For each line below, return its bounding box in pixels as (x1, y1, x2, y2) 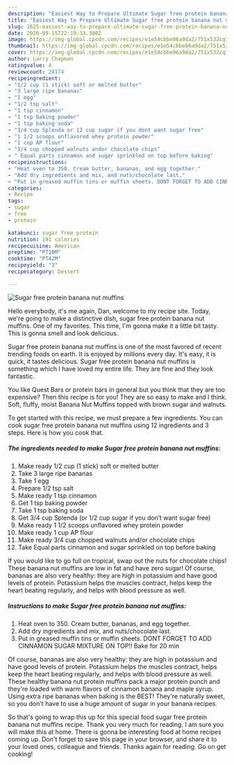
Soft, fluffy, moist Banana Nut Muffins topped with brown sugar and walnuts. (8, 400, 227, 409)
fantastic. (8, 372, 35, 380)
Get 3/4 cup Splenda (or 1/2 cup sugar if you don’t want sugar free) (17, 513, 211, 522)
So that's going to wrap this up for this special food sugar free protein (8, 713, 208, 721)
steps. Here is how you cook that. (8, 428, 104, 436)
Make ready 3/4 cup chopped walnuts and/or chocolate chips (17, 536, 195, 544)
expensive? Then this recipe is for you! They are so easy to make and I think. (8, 393, 228, 401)
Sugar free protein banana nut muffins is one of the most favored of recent (8, 342, 222, 351)
